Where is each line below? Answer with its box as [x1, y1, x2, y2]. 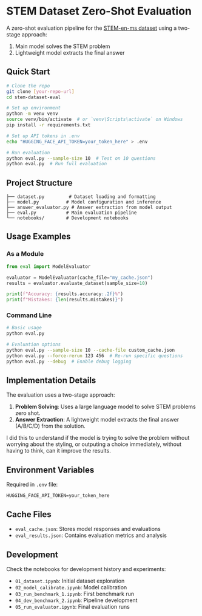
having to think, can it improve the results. [6, 447, 111, 454]
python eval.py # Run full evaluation [6, 161, 107, 167]
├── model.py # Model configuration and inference [6, 199, 162, 205]
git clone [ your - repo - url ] [6, 88, 75, 95]
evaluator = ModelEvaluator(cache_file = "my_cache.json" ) [6, 275, 153, 281]
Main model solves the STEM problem [15, 43, 110, 50]
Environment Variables [6, 465, 95, 475]
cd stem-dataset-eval [6, 94, 61, 100]
